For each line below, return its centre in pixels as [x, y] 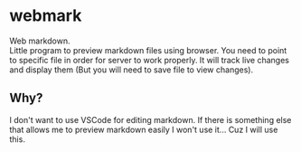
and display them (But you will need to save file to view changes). [132, 70]
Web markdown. [40, 41]
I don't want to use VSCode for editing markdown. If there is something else [150, 119]
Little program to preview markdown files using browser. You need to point [148, 50]
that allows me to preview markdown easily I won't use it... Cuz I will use [144, 129]
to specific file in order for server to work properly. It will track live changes [150, 60]
